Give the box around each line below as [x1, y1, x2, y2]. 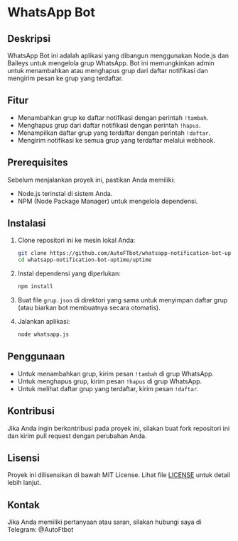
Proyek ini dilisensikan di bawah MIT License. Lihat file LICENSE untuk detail [7, 471, 231, 479]
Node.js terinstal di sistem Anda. [17, 189, 113, 197]
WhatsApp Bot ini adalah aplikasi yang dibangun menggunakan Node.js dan [7, 51, 229, 60]
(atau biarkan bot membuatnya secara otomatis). [17, 303, 161, 312]
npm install [17, 283, 53, 290]
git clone [17, 250, 48, 257]
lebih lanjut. [7, 479, 41, 487]
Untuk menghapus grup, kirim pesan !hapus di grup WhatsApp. [17, 377, 202, 386]
